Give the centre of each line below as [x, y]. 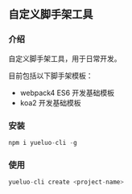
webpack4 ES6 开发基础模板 [67, 93]
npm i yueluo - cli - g [43, 142]
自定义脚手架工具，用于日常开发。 [65, 58]
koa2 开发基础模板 [51, 102]
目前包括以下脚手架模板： [51, 76]
